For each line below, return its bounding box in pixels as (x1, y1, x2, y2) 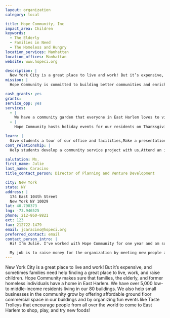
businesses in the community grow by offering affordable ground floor (5, 291, 152, 297)
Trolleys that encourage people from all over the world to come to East (5, 302, 152, 308)
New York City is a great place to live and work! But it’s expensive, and (5, 264, 152, 270)
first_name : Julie (5, 162, 44, 167)
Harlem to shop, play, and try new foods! (5, 307, 90, 313)
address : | (5, 189, 28, 194)
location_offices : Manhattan (5, 54, 67, 59)
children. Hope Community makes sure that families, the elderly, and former (5, 275, 163, 281)
